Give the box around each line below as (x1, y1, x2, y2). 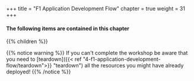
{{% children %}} (6, 38, 49, 45)
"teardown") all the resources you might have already (53, 62, 184, 69)
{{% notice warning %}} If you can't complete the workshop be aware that (6, 50, 188, 57)
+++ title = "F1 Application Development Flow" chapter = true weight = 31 (6, 5, 186, 12)
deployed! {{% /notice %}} (6, 68, 71, 76)
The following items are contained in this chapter (6, 25, 129, 32)
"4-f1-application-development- (82, 56, 161, 63)
